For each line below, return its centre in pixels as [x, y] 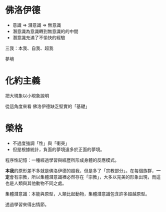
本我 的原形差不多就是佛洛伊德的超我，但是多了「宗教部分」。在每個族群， [81, 170]
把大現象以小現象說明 [27, 95]
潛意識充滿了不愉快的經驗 [39, 37]
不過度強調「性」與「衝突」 [41, 143]
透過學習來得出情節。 [27, 204]
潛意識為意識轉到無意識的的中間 [45, 31]
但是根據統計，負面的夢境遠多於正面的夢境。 [58, 149]
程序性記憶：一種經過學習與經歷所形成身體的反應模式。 [62, 160]
